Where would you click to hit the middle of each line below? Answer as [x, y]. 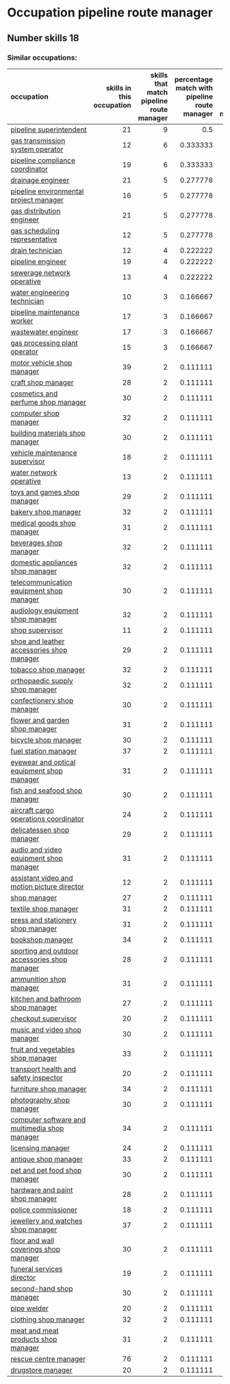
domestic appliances [44, 562]
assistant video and [42, 878]
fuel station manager [44, 751]
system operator [37, 149]
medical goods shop [43, 523]
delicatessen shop [40, 830]
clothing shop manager [48, 1320]
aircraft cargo [33, 810]
